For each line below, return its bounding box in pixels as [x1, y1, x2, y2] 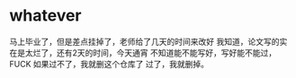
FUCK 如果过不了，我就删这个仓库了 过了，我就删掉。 [9, 58, 210, 69]
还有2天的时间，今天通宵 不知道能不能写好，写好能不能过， [56, 47, 277, 58]
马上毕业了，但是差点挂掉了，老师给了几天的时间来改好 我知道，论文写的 [9, 36, 280, 47]
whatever [9, 5, 83, 26]
